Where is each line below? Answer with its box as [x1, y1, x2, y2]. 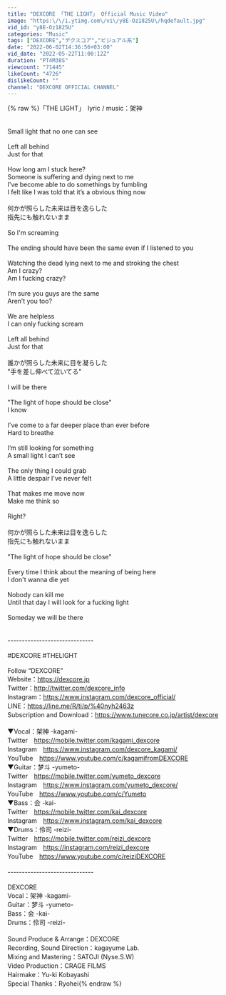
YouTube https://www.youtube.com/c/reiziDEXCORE [7, 852, 166, 861]
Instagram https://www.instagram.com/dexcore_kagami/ [7, 745, 178, 754]
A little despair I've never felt [7, 474, 92, 483]
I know [7, 406, 27, 414]
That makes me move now [7, 489, 85, 498]
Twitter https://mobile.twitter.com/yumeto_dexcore [7, 772, 161, 781]
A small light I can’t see [7, 451, 76, 460]
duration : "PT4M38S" [7, 57, 69, 64]
